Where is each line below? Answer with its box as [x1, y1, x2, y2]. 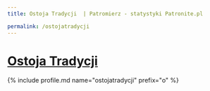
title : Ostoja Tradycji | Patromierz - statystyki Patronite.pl [7, 10, 203, 17]
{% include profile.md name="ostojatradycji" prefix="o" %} [7, 76, 180, 85]
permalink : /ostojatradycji [7, 22, 90, 30]
